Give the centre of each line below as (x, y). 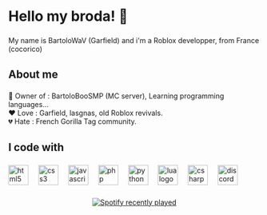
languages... (29, 105)
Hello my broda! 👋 (68, 16)
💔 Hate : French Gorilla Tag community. (73, 121)
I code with (36, 147)
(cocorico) (25, 49)
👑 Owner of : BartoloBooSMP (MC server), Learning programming (116, 96)
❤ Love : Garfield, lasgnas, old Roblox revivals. (86, 113)
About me (33, 74)
